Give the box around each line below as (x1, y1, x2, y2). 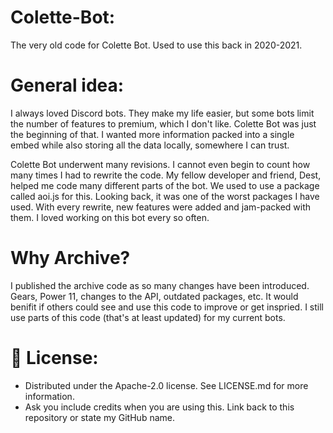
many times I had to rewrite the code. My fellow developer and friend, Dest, (10, 169, 322, 181)
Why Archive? (10, 247, 131, 270)
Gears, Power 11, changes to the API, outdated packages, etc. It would (10, 290, 299, 302)
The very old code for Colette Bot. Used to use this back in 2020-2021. (10, 39, 303, 51)
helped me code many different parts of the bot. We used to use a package (10, 179, 320, 191)
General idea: (10, 74, 125, 97)
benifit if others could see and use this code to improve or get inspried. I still (10, 301, 324, 313)
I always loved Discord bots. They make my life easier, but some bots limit (10, 107, 315, 119)
